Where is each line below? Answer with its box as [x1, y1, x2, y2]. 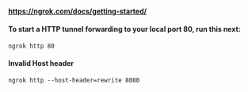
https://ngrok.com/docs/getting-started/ [8, 6, 147, 16]
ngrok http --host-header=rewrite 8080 [8, 76, 140, 84]
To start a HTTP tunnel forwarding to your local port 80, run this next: [8, 25, 242, 34]
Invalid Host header [8, 59, 74, 68]
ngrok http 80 [8, 42, 55, 50]
